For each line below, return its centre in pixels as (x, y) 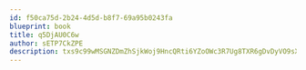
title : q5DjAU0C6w (44, 35)
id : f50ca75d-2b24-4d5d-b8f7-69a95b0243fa (91, 18)
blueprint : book (40, 26)
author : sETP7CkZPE (46, 43)
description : (34, 52)
